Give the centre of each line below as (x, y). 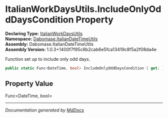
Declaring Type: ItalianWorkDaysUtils (44, 33)
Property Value (29, 84)
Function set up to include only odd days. (48, 59)
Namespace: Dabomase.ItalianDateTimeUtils (51, 39)
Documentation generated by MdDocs (44, 110)
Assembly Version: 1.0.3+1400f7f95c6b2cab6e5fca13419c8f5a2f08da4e (81, 49)
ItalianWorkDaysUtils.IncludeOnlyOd (83, 9)
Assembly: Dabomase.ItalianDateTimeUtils (49, 44)
